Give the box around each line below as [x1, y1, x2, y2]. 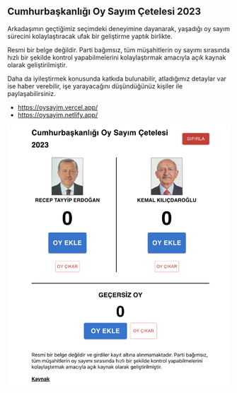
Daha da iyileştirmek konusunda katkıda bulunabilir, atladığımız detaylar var [7, 74, 226, 83]
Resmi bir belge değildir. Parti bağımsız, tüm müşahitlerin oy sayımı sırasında [7, 45, 230, 54]
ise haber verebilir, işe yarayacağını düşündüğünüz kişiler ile [7, 81, 183, 90]
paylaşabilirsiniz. [7, 89, 57, 98]
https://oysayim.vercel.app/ [17, 102, 98, 112]
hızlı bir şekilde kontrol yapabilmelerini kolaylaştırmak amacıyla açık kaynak [7, 53, 226, 61]
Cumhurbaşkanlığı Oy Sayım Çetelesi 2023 [7, 6, 202, 18]
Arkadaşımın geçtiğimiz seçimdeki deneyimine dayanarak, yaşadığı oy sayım [7, 24, 231, 33]
